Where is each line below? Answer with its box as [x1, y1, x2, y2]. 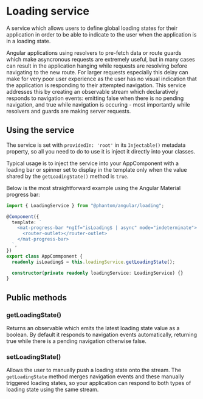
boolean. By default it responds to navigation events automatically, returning [6, 331, 198, 338]
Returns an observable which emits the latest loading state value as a [6, 324, 180, 331]
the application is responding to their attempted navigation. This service [6, 81, 187, 89]
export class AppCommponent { [6, 253, 83, 260]
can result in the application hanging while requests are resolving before [6, 62, 187, 69]
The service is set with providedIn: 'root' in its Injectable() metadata [6, 141, 186, 149]
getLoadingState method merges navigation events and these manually [6, 373, 184, 380]
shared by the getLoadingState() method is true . [6, 172, 129, 180]
